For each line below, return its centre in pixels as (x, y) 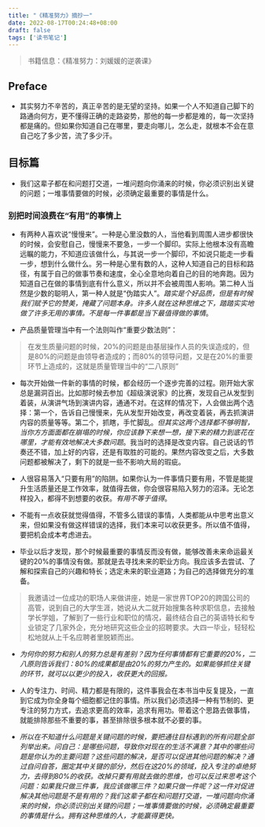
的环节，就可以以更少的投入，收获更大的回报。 (95, 674)
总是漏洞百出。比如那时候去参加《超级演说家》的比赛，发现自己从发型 (133, 393)
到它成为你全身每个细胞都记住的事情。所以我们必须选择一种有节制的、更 (136, 700)
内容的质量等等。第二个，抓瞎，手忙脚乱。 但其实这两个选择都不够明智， (136, 423)
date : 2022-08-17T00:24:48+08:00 (63, 23)
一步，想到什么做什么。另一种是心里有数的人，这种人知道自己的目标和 (133, 264)
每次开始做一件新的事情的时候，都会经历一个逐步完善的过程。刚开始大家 (136, 383)
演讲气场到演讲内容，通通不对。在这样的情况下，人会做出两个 (147, 403)
